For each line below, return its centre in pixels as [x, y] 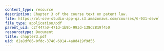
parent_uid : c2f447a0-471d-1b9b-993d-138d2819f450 [58, 28]
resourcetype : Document [29, 32]
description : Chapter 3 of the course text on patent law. [66, 14]
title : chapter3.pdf [26, 37]
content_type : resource [29, 9]
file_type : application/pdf [34, 23]
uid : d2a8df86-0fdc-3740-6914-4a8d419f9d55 [50, 41]
